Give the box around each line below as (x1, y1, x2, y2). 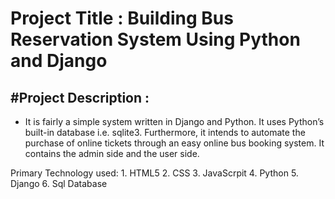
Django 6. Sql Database (10, 178, 108, 189)
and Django (10, 50, 108, 72)
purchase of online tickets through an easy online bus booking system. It (24, 137, 325, 149)
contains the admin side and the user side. (24, 148, 200, 159)
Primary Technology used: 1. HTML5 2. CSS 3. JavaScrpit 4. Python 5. (10, 167, 299, 179)
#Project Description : (10, 89, 150, 106)
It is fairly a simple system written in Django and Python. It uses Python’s (24, 116, 325, 127)
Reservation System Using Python (10, 28, 301, 51)
